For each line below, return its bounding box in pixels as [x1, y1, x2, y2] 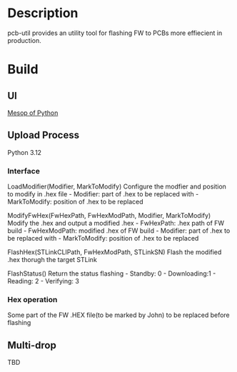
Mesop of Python [7, 109, 59, 117]
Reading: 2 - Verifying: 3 [7, 277, 80, 286]
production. [7, 36, 41, 44]
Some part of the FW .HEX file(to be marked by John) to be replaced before [7, 311, 230, 319]
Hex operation [7, 294, 58, 304]
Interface [7, 166, 41, 176]
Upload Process [7, 129, 80, 141]
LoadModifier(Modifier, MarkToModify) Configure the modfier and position [7, 182, 227, 191]
